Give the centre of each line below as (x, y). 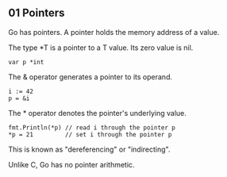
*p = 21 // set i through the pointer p (90, 134)
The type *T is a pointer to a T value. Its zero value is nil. (101, 48)
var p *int (26, 62)
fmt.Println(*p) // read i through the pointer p (92, 127)
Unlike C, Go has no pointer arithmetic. (71, 164)
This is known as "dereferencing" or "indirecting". (89, 149)
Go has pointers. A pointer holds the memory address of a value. (114, 32)
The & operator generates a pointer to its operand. (90, 77)
